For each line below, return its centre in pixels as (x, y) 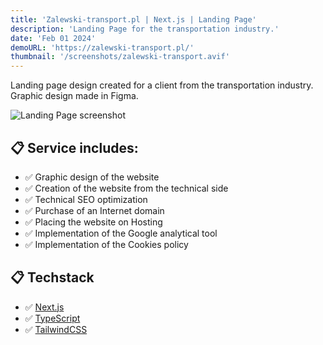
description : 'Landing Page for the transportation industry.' (145, 29)
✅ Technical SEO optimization (86, 199)
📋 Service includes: (74, 147)
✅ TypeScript (52, 318)
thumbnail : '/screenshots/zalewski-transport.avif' (120, 57)
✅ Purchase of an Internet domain (94, 210)
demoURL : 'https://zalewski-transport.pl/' (102, 47)
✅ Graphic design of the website (92, 177)
